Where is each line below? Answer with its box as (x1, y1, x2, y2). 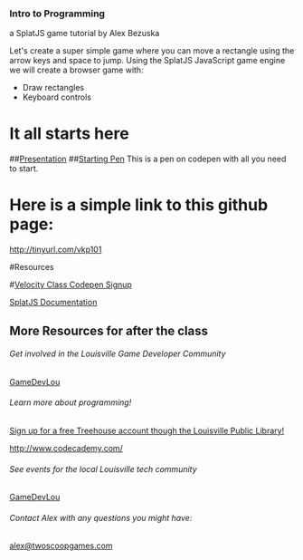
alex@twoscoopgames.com (9, 540, 113, 551)
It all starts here (9, 123, 129, 144)
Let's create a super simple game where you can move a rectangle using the (9, 45, 295, 56)
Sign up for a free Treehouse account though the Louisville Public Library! (9, 425, 285, 436)
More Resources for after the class (9, 323, 208, 338)
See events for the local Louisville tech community (9, 463, 197, 474)
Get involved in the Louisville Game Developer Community (9, 348, 226, 360)
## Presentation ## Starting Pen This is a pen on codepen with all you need (9, 153, 287, 165)
